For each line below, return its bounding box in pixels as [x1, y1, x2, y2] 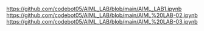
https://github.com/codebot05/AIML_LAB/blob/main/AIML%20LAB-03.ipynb [6, 18, 198, 25]
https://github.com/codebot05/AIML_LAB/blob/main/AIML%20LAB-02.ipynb [6, 12, 198, 19]
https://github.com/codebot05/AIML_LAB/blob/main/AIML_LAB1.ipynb [6, 5, 182, 12]
